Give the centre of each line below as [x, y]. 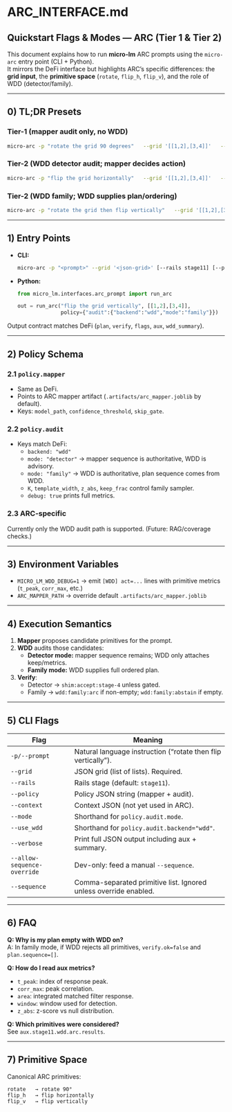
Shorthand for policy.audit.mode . [129, 816]
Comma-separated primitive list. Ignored [141, 882]
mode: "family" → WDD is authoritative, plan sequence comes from [124, 474]
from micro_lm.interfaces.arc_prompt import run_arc [95, 294]
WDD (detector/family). [40, 83]
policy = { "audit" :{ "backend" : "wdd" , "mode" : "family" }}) [140, 312]
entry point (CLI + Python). [56, 62]
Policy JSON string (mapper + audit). [134, 794]
